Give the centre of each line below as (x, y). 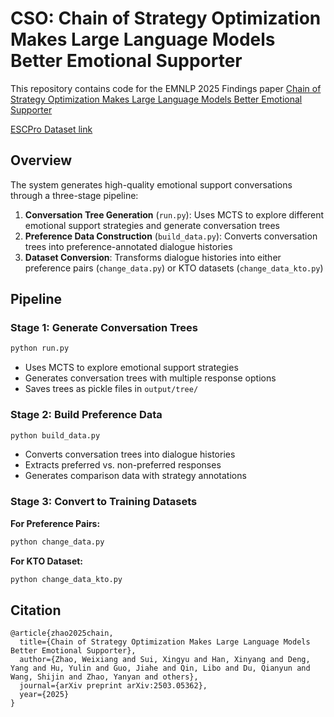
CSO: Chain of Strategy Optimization (166, 18)
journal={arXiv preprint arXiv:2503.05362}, (113, 686)
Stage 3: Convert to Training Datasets (104, 502)
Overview (41, 160)
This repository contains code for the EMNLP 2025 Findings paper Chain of (166, 88)
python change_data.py (57, 542)
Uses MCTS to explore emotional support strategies (131, 368)
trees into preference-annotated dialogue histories (128, 246)
